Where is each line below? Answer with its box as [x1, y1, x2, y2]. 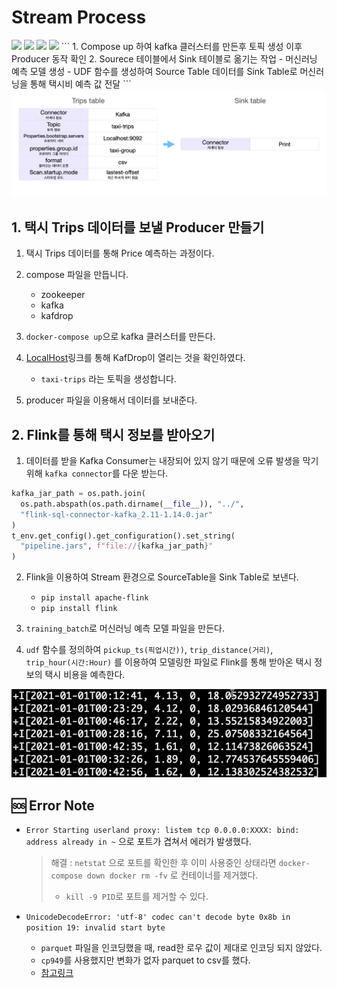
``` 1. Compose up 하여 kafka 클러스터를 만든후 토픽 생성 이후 [60, 40, 303, 52]
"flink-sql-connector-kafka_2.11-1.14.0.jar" [20, 509, 214, 520]
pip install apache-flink [40, 593, 149, 603]
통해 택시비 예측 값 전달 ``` [29, 77, 132, 90]
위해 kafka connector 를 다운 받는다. [25, 467, 169, 479]
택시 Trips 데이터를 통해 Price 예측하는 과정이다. [25, 247, 215, 260]
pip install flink [40, 604, 118, 614]
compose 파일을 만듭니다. [25, 269, 129, 281]
